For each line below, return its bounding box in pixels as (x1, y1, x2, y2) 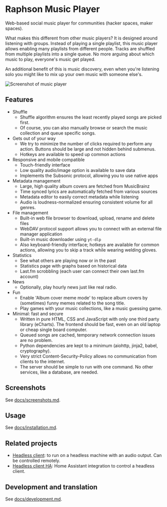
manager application (19, 231, 62, 237)
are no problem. (19, 337, 53, 343)
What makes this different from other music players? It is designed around (5, 35, 158, 41)
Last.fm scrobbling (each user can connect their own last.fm (19, 268, 144, 274)
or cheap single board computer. (19, 326, 87, 332)
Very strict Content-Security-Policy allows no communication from (19, 353, 157, 359)
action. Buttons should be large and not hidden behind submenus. (19, 146, 156, 152)
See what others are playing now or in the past (19, 257, 116, 263)
